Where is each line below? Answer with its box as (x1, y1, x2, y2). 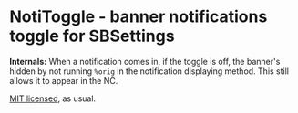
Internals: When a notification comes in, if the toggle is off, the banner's (9, 56, 281, 67)
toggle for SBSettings (9, 26, 175, 46)
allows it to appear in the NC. (9, 75, 118, 86)
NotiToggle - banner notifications (9, 6, 268, 27)
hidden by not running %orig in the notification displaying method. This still (9, 66, 290, 77)
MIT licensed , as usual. (9, 93, 97, 104)
